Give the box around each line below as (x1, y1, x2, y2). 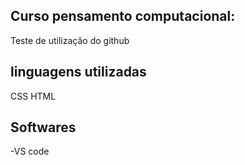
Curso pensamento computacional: (10, 8, 236, 25)
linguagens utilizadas (10, 64, 147, 81)
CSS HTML (10, 90, 57, 102)
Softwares (10, 119, 77, 136)
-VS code (10, 145, 50, 158)
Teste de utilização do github (10, 34, 130, 46)
